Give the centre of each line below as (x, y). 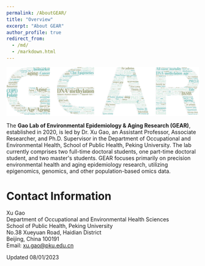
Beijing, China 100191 (33, 239)
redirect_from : (26, 39)
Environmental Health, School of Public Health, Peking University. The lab (99, 145)
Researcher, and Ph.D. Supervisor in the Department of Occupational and (99, 139)
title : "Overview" (30, 19)
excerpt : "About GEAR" (35, 26)
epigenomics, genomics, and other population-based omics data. (89, 171)
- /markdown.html (34, 52)
